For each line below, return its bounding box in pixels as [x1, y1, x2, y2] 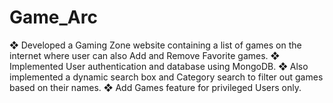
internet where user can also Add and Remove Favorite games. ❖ [9, 49, 281, 61]
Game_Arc [9, 6, 98, 29]
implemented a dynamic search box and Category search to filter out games [9, 71, 324, 83]
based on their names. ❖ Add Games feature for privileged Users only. [9, 81, 302, 93]
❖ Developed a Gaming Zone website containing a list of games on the [9, 39, 302, 51]
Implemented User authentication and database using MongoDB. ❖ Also [9, 60, 309, 72]
